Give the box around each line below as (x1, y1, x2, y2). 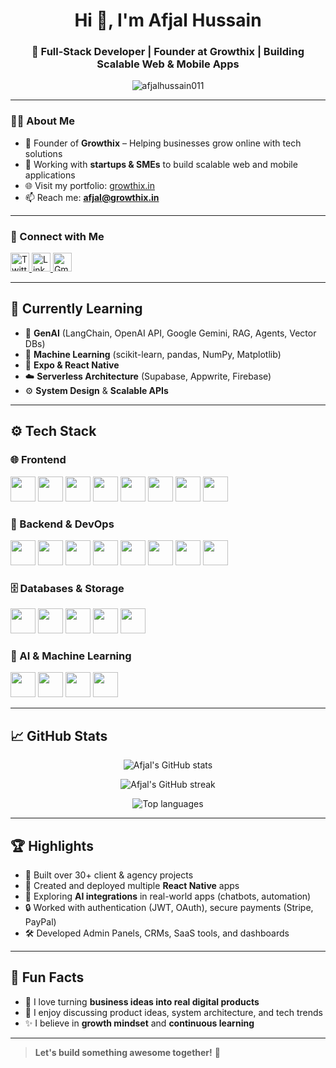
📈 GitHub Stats (10, 727, 108, 744)
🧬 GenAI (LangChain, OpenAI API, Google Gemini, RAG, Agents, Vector (24, 327, 317, 339)
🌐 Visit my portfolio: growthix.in (24, 179, 155, 191)
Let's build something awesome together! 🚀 (34, 1046, 221, 1058)
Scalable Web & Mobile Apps (96, 57, 240, 71)
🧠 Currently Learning (10, 300, 143, 318)
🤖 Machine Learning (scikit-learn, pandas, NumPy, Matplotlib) (24, 348, 282, 360)
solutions (24, 147, 63, 159)
